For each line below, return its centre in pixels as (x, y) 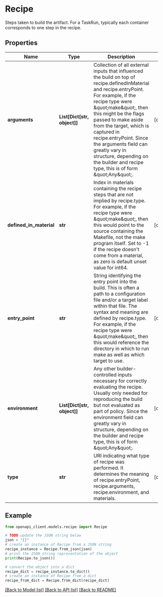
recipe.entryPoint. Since (121, 138)
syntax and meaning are (121, 312)
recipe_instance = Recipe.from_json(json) (49, 549)
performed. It (108, 467)
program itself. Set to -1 (121, 243)
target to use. (109, 360)
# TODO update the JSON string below (43, 536)
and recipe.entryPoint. (119, 89)
